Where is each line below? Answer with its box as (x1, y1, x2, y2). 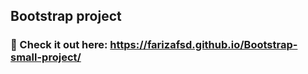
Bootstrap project (10, 8, 122, 25)
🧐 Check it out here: (10, 38, 108, 52)
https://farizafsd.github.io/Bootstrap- (109, 38, 298, 52)
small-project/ (10, 50, 82, 64)
